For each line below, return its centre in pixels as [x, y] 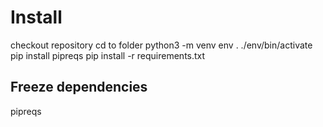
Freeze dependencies [79, 87]
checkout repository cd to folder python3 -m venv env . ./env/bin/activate [161, 45]
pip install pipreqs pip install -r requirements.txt [108, 55]
